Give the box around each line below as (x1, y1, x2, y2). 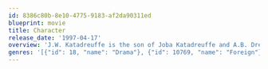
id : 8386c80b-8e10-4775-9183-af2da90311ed (8, 11, 152, 20)
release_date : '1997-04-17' (8, 33, 102, 42)
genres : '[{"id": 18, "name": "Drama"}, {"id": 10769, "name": (8, 48, 223, 56)
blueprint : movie (8, 19, 66, 27)
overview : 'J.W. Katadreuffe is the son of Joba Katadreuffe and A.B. (8, 41, 248, 49)
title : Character (8, 26, 66, 34)
